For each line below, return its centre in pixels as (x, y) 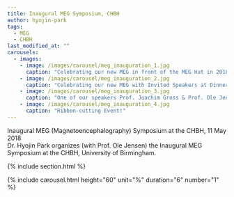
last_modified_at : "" (39, 46)
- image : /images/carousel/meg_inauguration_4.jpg (95, 104)
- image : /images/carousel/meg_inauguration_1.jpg (95, 65)
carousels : (23, 53)
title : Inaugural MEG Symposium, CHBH (63, 14)
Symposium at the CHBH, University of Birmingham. (82, 152)
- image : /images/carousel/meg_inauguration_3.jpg (95, 91)
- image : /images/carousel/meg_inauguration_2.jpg (95, 78)
